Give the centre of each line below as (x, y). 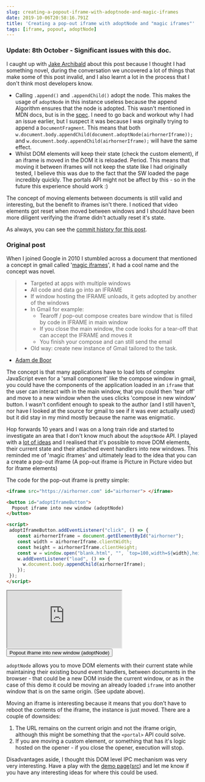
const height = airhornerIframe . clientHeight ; (77, 547)
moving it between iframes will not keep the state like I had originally (101, 166)
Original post (26, 245)
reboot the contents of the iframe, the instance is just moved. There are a (98, 709)
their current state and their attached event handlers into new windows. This (102, 448)
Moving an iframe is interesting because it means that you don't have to (96, 703)
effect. (23, 147)
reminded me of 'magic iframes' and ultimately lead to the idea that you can (102, 455)
